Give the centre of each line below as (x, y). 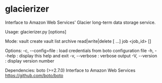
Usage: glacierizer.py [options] (36, 32)
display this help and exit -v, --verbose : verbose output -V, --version (88, 56)
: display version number (30, 61)
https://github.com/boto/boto (34, 75)
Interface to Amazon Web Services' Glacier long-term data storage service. (81, 22)
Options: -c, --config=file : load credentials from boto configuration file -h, (79, 50)
